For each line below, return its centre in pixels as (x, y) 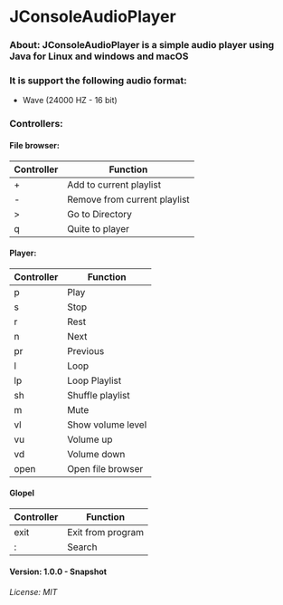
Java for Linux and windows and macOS (99, 56)
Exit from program (106, 532)
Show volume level (107, 425)
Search (82, 547)
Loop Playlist (94, 380)
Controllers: (36, 124)
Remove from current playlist (128, 199)
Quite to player (98, 228)
